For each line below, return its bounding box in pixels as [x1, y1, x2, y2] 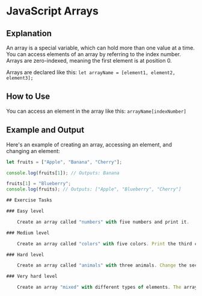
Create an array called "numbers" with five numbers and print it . [17, 219, 189, 225]
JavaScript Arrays [6, 4, 99, 18]
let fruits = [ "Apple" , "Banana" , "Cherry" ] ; [6, 159, 122, 165]
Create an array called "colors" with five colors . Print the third [17, 241, 192, 247]
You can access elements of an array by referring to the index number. [6, 51, 182, 58]
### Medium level [6, 230, 50, 236]
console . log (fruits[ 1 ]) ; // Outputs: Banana [6, 170, 120, 176]
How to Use [6, 92, 50, 102]
